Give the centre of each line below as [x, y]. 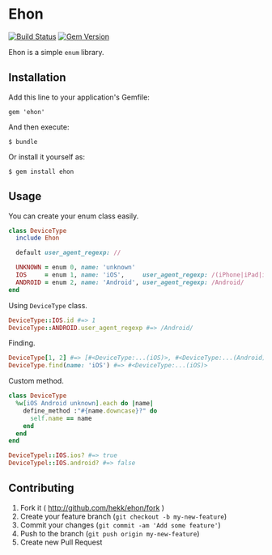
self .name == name [61, 418]
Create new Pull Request [61, 542]
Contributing [41, 488]
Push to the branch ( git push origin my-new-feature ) [110, 533]
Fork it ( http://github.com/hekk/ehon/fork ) [92, 507]
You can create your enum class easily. [74, 216]
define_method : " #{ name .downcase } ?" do [90, 411]
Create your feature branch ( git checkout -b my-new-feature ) [123, 516]
